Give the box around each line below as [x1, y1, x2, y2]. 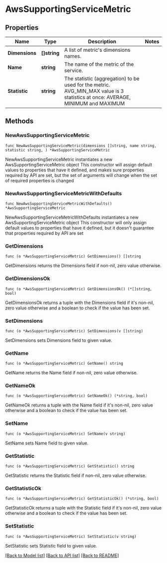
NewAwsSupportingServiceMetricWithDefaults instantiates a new [5, 214, 139, 220]
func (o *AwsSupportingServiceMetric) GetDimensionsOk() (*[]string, [5, 286, 153, 291]
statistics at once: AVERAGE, [64, 94, 131, 101]
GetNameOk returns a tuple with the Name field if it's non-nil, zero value [5, 402, 153, 408]
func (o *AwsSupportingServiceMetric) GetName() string [5, 361, 123, 366]
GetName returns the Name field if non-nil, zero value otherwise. [5, 370, 138, 376]
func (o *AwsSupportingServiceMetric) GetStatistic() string [5, 464, 135, 469]
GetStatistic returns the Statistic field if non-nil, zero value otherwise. [5, 472, 147, 479]
